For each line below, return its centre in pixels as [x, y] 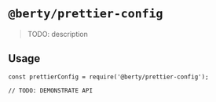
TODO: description [58, 34]
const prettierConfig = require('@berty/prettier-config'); [109, 77]
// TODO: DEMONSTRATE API [50, 90]
